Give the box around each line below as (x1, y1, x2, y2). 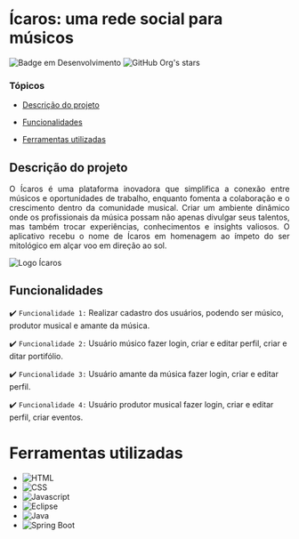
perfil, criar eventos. (9, 412, 84, 422)
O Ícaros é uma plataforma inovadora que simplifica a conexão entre (9, 183, 290, 195)
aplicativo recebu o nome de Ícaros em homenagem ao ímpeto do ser (9, 231, 290, 242)
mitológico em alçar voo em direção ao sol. (9, 240, 167, 251)
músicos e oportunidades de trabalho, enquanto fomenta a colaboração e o (9, 193, 290, 204)
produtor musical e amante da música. (9, 320, 150, 331)
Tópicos (9, 79, 45, 92)
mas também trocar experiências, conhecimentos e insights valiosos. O (9, 221, 290, 232)
